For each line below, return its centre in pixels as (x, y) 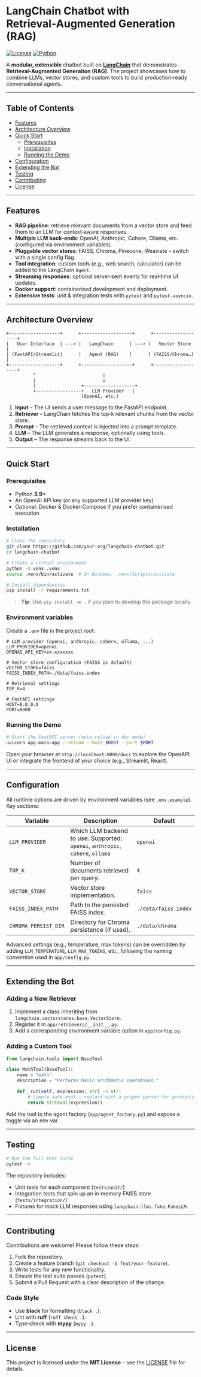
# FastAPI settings (31, 699)
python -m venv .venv (33, 568)
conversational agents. (34, 84)
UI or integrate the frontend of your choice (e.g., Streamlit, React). (87, 760)
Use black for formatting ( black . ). (58, 1311)
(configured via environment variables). (63, 244)
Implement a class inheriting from (56, 1011)
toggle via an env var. (33, 1120)
